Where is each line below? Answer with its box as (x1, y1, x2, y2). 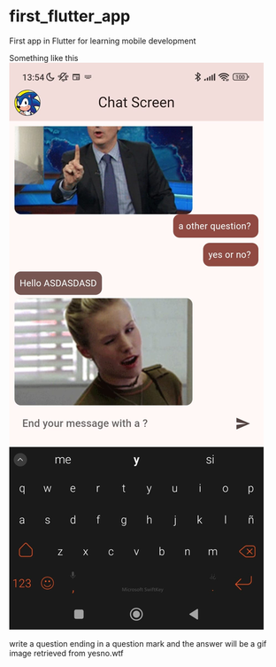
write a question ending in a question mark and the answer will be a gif (9, 638, 267, 648)
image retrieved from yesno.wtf (9, 648, 124, 658)
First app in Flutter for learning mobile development (9, 35, 196, 46)
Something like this (9, 52, 79, 63)
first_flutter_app (9, 6, 131, 27)
